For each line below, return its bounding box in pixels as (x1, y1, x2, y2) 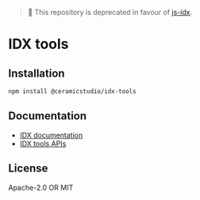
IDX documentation (19, 130, 83, 140)
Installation (8, 66, 65, 80)
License (8, 162, 48, 175)
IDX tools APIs (19, 138, 67, 148)
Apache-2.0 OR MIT (8, 183, 74, 192)
